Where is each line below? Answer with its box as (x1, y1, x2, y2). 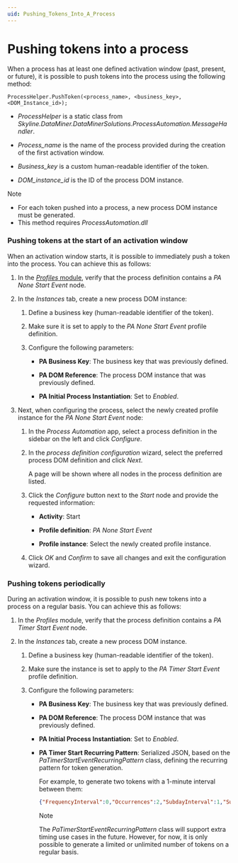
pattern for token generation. (38, 764, 123, 772)
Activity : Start (38, 512, 81, 520)
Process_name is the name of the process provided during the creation (17, 140, 226, 149)
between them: (38, 785, 83, 794)
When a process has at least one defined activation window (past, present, (7, 65, 226, 73)
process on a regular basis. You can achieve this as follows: (7, 602, 182, 611)
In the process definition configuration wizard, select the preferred (28, 448, 223, 457)
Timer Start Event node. (17, 623, 88, 632)
